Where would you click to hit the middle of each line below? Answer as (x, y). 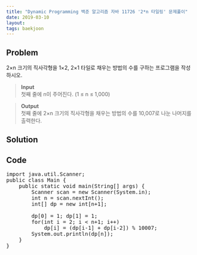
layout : (16, 23)
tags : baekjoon (25, 28)
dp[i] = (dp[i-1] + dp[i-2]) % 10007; (101, 228)
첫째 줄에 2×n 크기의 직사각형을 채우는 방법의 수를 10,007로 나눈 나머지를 (106, 113)
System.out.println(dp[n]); (72, 234)
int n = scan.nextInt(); (68, 198)
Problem (22, 52)
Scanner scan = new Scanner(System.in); (91, 192)
